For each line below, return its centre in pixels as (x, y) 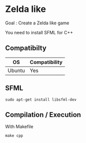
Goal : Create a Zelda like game (37, 23)
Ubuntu (16, 71)
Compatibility (46, 62)
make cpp (14, 136)
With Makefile (19, 127)
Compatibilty (26, 48)
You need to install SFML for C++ (39, 32)
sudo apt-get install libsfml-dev (41, 100)
